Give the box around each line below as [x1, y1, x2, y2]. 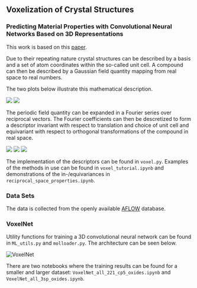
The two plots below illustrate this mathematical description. [6, 85, 153, 92]
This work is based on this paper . [6, 43, 88, 50]
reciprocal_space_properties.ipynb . [6, 177, 96, 184]
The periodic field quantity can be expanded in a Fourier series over [6, 109, 172, 116]
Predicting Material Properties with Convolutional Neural [6, 23, 173, 31]
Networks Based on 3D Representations [6, 30, 124, 38]
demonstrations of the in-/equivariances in [6, 170, 111, 177]
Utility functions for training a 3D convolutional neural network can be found [6, 233, 192, 241]
